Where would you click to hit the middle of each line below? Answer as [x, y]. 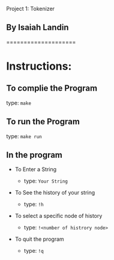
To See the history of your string [55, 193]
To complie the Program [52, 89]
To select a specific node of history [58, 216]
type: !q [34, 251]
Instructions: [39, 66]
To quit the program [39, 239]
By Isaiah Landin [37, 27]
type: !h [34, 204]
